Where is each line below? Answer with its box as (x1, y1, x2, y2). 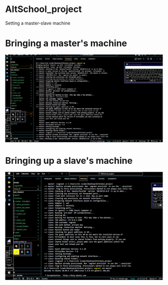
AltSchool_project (5, 4, 82, 15)
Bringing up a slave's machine (5, 155, 133, 166)
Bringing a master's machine (5, 38, 127, 49)
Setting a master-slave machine (5, 20, 70, 26)
